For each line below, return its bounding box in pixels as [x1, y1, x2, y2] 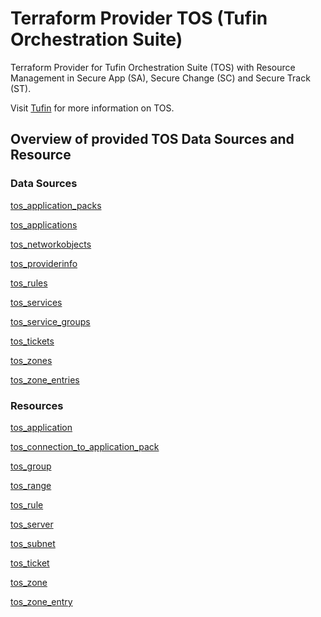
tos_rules [10, 277, 48, 289]
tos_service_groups [10, 315, 91, 327]
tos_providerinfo [10, 257, 78, 269]
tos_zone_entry [10, 595, 73, 607]
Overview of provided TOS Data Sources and [10, 131, 295, 148]
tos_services [10, 296, 63, 308]
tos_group [10, 460, 52, 472]
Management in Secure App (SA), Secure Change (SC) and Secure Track [10, 72, 311, 84]
